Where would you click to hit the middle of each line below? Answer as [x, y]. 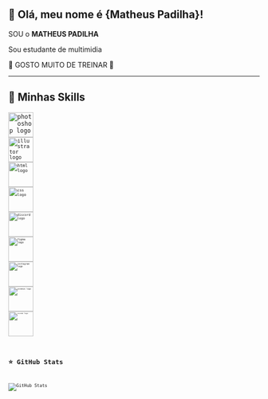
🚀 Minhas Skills [47, 98]
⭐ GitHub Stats [36, 362]
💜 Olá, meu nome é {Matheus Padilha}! [106, 15]
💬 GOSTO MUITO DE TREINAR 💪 [61, 65]
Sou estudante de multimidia [55, 49]
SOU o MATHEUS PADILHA [53, 33]
